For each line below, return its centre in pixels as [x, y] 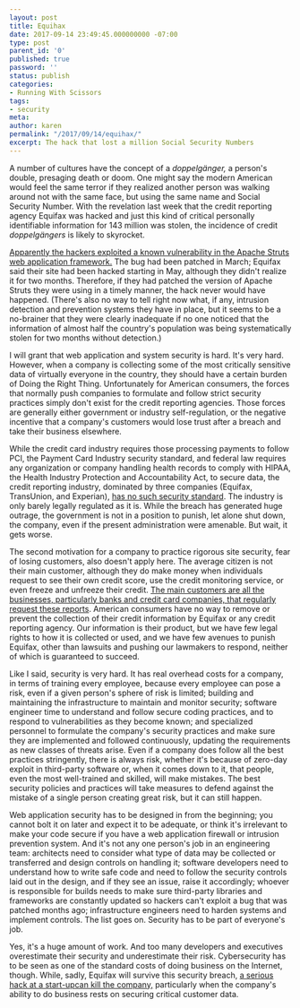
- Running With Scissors [56, 92]
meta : [19, 117]
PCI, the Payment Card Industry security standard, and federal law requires [148, 458]
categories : [31, 84]
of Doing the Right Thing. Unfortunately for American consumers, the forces [150, 383]
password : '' [34, 68]
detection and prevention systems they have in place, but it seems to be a [146, 309]
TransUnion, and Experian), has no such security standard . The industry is [146, 496]
